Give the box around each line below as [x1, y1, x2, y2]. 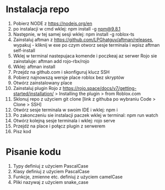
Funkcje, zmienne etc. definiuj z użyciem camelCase [13, 174, 123, 180]
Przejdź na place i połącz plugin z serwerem [13, 123, 106, 129]
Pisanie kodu [6, 146, 61, 158]
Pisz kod [13, 128, 31, 134]
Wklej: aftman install [13, 64, 56, 70]
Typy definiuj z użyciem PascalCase [13, 163, 89, 169]
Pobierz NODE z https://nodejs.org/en [13, 20, 93, 26]
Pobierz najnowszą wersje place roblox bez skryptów [13, 74, 125, 80]
